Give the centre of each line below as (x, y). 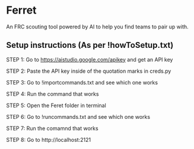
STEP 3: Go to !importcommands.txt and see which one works (82, 82)
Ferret (21, 10)
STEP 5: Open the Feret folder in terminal (56, 105)
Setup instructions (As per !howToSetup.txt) (90, 45)
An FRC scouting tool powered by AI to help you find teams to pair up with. (97, 27)
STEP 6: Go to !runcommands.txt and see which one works (78, 116)
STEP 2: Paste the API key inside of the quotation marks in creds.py (89, 71)
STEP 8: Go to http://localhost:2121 (48, 140)
